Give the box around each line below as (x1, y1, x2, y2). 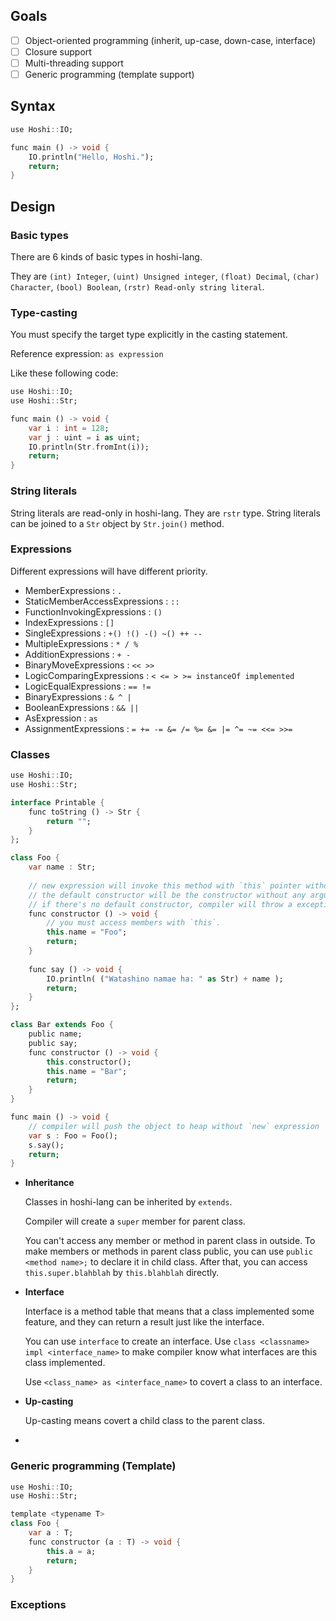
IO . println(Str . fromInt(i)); (28, 442, 150, 452)
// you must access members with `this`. (46, 918, 222, 928)
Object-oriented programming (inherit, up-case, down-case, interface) (24, 34, 316, 46)
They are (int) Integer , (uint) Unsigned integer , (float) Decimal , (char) (10, 270, 320, 282)
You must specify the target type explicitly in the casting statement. (10, 329, 288, 341)
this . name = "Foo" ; (46, 927, 128, 938)
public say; (28, 1038, 78, 1048)
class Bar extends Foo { (10, 1020, 114, 1030)
